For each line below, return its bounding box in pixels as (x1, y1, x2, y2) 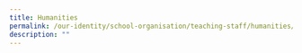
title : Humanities (9, 13, 78, 22)
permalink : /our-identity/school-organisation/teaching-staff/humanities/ (9, 22, 296, 31)
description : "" (9, 30, 70, 39)
